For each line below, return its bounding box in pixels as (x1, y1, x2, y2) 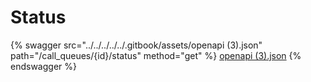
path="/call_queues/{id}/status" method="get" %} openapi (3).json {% (10, 49, 302, 61)
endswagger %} (10, 60, 77, 72)
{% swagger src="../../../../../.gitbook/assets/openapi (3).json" (10, 39, 263, 51)
